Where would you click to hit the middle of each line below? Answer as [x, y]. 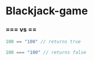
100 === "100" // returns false [46, 53]
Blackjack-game [47, 11]
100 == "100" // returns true [43, 42]
